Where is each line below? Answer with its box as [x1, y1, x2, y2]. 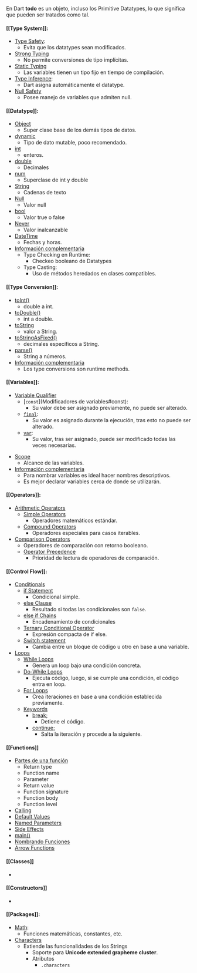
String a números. [23, 352, 67, 360]
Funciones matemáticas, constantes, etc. [23, 930, 123, 937]
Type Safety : [14, 38, 46, 45]
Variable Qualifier [14, 392, 57, 399]
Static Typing [14, 63, 47, 70]
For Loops [23, 687, 48, 694]
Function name [23, 769, 60, 777]
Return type [23, 763, 52, 770]
